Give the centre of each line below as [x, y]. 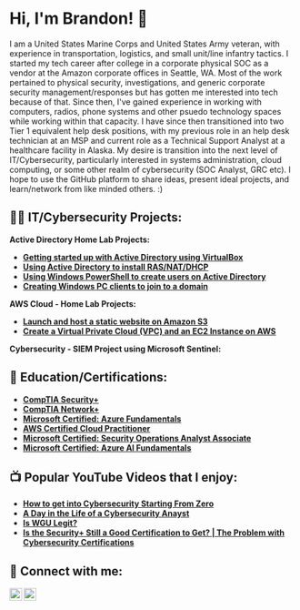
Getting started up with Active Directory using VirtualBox [133, 257]
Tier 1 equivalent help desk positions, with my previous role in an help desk [150, 130]
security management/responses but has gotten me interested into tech [144, 92]
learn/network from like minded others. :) [86, 188]
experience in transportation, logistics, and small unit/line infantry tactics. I [149, 53]
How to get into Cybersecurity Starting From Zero [118, 503]
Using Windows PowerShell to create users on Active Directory [144, 276]
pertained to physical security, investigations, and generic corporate [137, 82]
